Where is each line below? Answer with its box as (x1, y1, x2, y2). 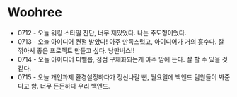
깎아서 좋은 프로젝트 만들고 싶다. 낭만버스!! (17, 46, 135, 55)
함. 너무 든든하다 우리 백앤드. (30, 81, 110, 90)
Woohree (7, 4, 62, 21)
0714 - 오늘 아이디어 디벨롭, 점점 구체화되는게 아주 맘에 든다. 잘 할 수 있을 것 (17, 55, 229, 64)
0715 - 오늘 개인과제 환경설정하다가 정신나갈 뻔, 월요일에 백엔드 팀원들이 (17, 72, 217, 81)
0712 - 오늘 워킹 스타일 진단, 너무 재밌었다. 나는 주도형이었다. (17, 28, 187, 37)
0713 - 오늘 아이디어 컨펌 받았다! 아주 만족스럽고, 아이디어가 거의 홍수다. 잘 (17, 37, 224, 46)
